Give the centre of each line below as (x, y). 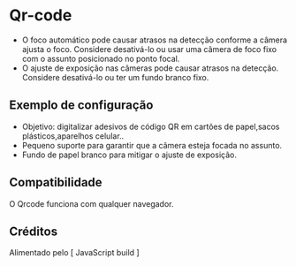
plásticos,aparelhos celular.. (73, 136)
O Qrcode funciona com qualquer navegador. (91, 203)
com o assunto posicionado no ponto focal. (101, 58)
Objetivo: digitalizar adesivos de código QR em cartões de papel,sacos (151, 126)
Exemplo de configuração (81, 106)
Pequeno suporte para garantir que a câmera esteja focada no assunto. (152, 145)
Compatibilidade (56, 182)
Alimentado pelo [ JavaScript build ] (74, 253)
